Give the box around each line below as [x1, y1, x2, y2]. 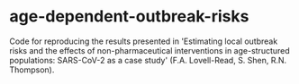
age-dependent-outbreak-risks [9, 6, 249, 27]
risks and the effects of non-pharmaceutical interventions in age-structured [9, 45, 290, 55]
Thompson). [9, 64, 55, 75]
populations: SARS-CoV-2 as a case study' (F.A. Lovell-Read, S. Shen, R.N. [9, 55, 287, 65]
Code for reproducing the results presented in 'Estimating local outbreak [9, 36, 278, 46]
